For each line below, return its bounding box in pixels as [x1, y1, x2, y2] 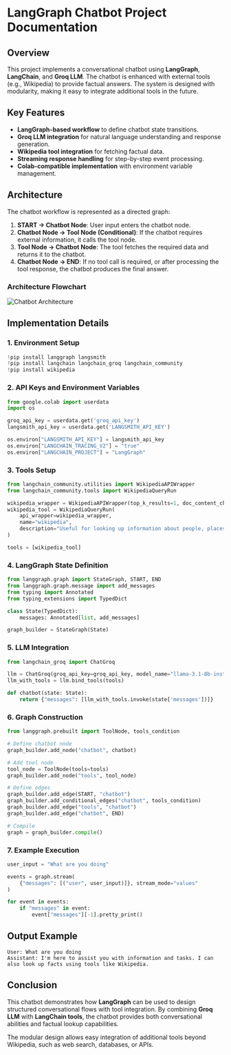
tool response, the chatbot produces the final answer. [16, 264, 169, 273]
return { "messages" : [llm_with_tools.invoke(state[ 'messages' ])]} [19, 696, 214, 703]
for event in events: [7, 899, 69, 906]
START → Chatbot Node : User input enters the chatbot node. [16, 220, 191, 229]
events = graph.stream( [7, 873, 76, 880]
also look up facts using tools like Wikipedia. [7, 961, 149, 968]
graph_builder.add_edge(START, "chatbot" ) [7, 791, 131, 798]
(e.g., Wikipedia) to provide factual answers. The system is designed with [7, 80, 215, 87]
